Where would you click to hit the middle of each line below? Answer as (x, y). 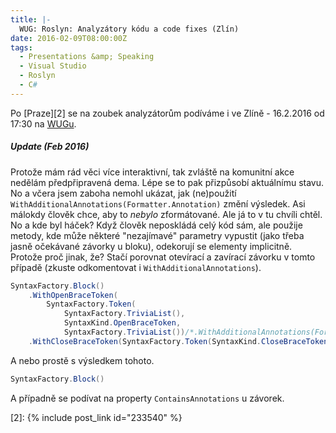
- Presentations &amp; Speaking (87, 57)
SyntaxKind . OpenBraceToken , (122, 323)
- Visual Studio (53, 66)
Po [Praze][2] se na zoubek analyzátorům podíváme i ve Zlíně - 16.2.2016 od (167, 113)
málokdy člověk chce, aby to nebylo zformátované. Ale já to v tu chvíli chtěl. (166, 214)
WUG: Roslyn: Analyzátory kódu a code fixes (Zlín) (129, 29)
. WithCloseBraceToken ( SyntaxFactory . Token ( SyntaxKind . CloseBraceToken (178, 341)
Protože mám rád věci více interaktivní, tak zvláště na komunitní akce (152, 172)
